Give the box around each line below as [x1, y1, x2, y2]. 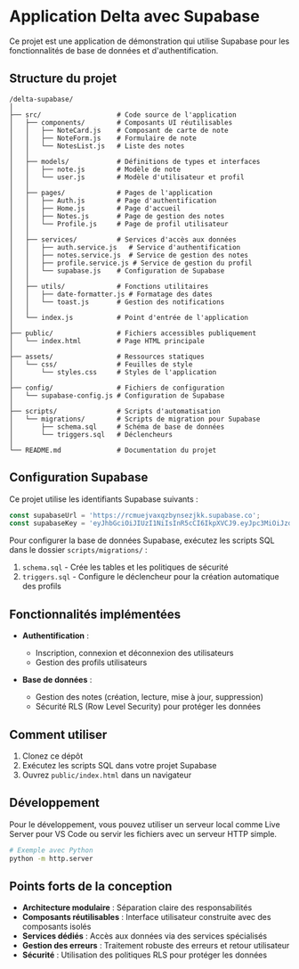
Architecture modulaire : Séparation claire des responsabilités [21, 902, 253, 913]
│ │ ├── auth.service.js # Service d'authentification [9, 242, 241, 251]
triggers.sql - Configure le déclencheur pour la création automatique [21, 571, 279, 582]
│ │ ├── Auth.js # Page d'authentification [9, 196, 217, 205]
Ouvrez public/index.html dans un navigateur [21, 769, 192, 780]
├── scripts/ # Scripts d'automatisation [9, 406, 221, 415]
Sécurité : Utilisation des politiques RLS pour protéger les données [21, 949, 268, 960]
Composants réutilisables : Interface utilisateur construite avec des [21, 912, 271, 923]
